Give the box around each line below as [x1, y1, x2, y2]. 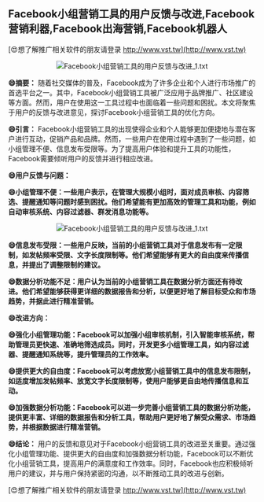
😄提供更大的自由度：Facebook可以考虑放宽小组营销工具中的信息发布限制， [8, 366, 255, 375]
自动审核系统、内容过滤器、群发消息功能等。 [8, 207, 153, 216]
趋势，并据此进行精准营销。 [8, 296, 98, 305]
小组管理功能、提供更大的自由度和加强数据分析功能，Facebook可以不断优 [14, 448, 254, 458]
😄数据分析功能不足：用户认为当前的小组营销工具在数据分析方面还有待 [8, 276, 236, 286]
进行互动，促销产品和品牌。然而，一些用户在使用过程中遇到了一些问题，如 [14, 134, 256, 143]
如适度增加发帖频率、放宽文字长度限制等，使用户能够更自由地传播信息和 [8, 376, 242, 386]
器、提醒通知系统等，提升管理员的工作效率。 [8, 349, 153, 359]
